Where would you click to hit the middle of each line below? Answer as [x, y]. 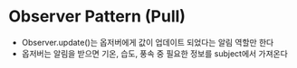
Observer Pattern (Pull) [97, 17]
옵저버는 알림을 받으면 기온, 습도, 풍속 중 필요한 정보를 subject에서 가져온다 [155, 53]
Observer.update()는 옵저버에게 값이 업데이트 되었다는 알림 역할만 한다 [148, 42]
